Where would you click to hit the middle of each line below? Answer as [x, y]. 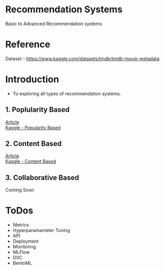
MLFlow [21, 252]
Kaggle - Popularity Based [33, 127]
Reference [28, 44]
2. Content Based [34, 144]
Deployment [26, 241]
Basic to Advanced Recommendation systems [54, 24]
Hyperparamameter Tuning [41, 230]
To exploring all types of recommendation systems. [67, 93]
